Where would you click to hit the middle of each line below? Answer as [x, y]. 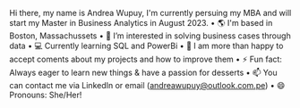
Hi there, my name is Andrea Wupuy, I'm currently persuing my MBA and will [150, 13]
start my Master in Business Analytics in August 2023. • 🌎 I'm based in [141, 23]
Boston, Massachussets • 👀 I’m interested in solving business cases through [150, 36]
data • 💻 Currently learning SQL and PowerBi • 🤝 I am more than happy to [146, 46]
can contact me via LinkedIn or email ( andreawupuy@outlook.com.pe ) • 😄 [147, 85]
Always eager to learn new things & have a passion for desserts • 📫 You [143, 72]
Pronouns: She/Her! [46, 95]
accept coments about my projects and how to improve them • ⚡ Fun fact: [146, 59]
